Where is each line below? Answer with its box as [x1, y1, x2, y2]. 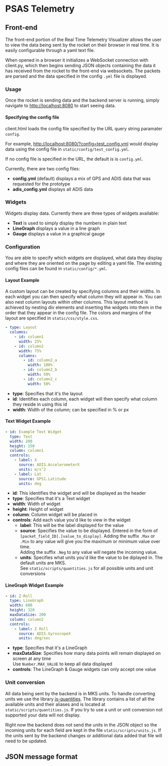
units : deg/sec [18, 636, 51, 641]
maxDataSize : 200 [10, 612, 46, 617]
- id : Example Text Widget [5, 429, 62, 435]
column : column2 [10, 617, 44, 622]
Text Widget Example [5, 418, 51, 424]
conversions [20, 570, 46, 577]
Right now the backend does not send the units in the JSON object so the [5, 722, 157, 728]
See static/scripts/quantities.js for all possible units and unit [20, 565, 153, 571]
